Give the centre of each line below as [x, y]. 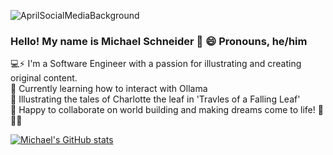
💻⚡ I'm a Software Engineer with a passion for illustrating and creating [156, 64]
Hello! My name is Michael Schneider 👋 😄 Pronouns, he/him [159, 41]
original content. [44, 78]
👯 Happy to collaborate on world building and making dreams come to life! [163, 110]
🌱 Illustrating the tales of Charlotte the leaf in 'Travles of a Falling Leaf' [155, 99]
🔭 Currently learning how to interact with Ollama [109, 89]
